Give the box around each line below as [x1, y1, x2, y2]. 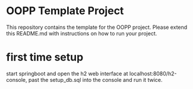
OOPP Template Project [6, 4, 124, 18]
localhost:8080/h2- [129, 70, 177, 77]
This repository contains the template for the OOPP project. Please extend [6, 24, 188, 31]
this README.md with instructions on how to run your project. [6, 29, 157, 37]
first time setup [6, 51, 84, 64]
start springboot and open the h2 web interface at [6, 70, 129, 77]
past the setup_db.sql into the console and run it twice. [28, 76, 163, 83]
